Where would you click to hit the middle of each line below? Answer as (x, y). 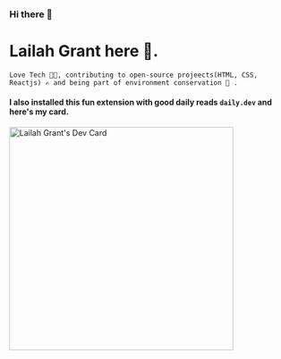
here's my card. (39, 112)
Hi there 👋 (31, 14)
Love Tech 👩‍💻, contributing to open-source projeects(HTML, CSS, (133, 75)
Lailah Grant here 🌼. (84, 51)
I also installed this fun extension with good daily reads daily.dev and (141, 103)
